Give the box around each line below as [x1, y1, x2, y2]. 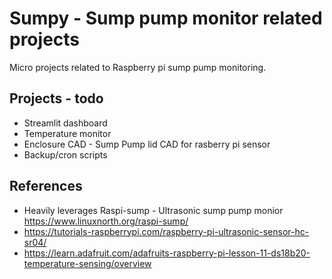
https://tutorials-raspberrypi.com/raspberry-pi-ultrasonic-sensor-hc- [23, 225, 310, 237]
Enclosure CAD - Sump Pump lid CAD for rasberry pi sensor [23, 138, 271, 150]
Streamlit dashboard [23, 117, 108, 129]
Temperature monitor [23, 127, 112, 139]
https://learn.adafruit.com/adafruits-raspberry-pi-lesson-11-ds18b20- [23, 247, 311, 259]
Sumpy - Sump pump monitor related [9, 7, 323, 30]
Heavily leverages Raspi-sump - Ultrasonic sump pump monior [23, 204, 284, 216]
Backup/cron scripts [23, 148, 108, 161]
